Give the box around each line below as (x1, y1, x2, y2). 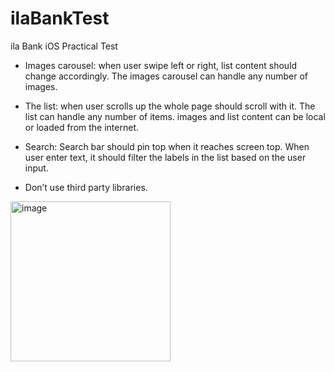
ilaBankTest (10, 7, 110, 30)
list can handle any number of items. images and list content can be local (24, 110, 326, 122)
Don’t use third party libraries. (24, 181, 148, 193)
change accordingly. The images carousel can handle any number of (24, 70, 309, 82)
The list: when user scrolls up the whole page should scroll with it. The (24, 100, 316, 112)
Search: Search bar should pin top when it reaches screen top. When (24, 140, 310, 152)
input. (24, 162, 49, 174)
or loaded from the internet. (24, 121, 140, 133)
